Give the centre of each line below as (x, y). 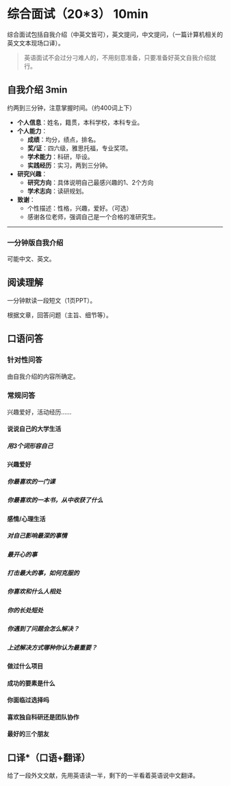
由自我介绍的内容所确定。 (43, 376)
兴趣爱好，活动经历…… (39, 412)
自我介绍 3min (37, 90)
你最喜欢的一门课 (31, 482)
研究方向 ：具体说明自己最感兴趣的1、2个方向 (90, 182)
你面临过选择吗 (28, 700)
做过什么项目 (25, 666)
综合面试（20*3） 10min (78, 14)
